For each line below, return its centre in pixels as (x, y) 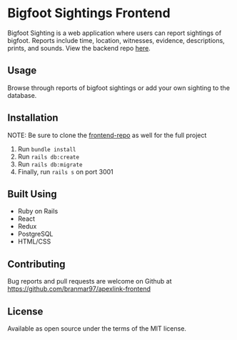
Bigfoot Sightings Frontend (89, 13)
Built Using (32, 194)
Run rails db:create (49, 156)
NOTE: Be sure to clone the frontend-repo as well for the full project (107, 135)
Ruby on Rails (38, 211)
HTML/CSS (34, 241)
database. (22, 95)
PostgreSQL (35, 234)
